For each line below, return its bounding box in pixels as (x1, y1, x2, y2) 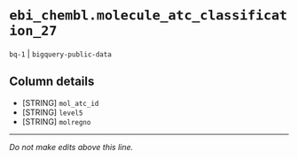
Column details (9, 74, 95, 89)
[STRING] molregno (21, 116, 91, 126)
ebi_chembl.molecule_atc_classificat (9, 7, 288, 24)
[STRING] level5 (21, 107, 83, 117)
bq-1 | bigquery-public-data (9, 48, 113, 59)
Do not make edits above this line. (9, 141, 134, 152)
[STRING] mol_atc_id (21, 97, 99, 108)
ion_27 (9, 23, 58, 40)
